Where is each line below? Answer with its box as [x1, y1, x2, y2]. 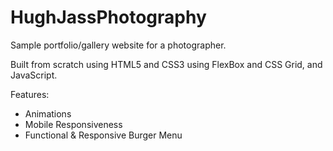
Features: [10, 88, 50, 100]
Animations [24, 107, 72, 120]
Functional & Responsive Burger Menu [24, 129, 183, 141]
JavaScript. [10, 69, 58, 81]
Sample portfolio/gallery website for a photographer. [10, 39, 227, 51]
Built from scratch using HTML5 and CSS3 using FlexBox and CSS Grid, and [10, 58, 323, 70]
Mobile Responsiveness [24, 118, 123, 130]
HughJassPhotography [10, 6, 207, 29]
